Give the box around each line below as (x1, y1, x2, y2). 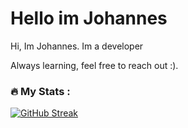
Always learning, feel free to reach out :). (10, 59, 179, 71)
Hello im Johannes (10, 7, 168, 30)
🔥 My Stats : (10, 84, 71, 98)
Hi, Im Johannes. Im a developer (10, 40, 144, 52)
